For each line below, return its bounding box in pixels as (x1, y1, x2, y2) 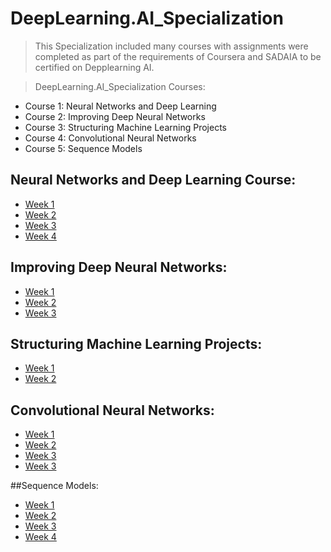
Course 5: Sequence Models (24, 142, 143, 154)
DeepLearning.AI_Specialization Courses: (34, 80, 206, 92)
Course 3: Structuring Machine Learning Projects (24, 121, 227, 133)
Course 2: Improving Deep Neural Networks (24, 110, 206, 122)
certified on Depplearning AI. (34, 61, 155, 73)
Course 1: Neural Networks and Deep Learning (24, 100, 217, 112)
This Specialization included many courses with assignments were (34, 40, 309, 52)
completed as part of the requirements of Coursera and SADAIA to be (34, 50, 322, 62)
